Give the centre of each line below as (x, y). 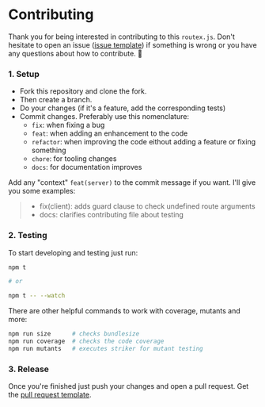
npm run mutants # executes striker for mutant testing (106, 348)
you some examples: (42, 191)
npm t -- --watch (37, 296)
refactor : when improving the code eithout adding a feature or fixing (143, 142)
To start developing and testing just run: (73, 252)
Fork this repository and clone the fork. (83, 91)
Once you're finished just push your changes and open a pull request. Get (129, 386)
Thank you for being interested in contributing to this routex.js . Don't (122, 36)
